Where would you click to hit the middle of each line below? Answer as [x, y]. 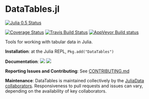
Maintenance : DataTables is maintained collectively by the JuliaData [75, 80]
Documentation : [22, 61]
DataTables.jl [33, 9]
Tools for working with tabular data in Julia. [49, 42]
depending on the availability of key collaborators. [56, 91]
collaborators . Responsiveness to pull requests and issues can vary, [74, 86]
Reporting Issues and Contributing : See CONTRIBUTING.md [67, 71]
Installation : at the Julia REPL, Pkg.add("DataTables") [60, 51]
